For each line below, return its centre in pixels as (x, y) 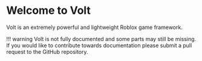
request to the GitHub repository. (47, 51)
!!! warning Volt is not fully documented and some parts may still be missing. (101, 39)
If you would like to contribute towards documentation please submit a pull (99, 45)
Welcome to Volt (48, 11)
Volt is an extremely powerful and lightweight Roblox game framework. (94, 27)
